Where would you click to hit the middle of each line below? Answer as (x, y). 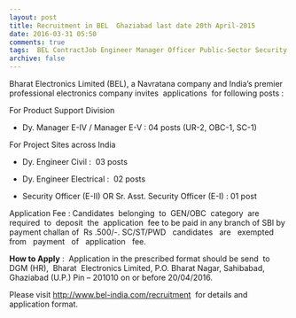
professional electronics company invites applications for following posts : (147, 93)
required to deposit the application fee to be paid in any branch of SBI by (147, 223)
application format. (43, 304)
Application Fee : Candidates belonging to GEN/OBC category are (134, 213)
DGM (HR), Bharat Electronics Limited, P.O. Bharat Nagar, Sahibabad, (137, 268)
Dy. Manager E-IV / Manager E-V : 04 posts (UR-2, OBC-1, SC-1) (139, 128)
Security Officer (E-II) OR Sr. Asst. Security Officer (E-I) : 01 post (139, 196)
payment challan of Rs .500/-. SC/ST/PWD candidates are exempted (142, 232)
